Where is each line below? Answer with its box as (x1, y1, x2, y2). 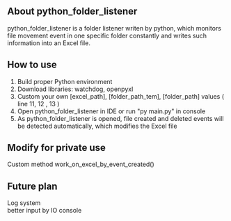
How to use (7, 59, 57, 71)
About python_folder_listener (7, 6, 138, 17)
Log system (7, 199, 41, 207)
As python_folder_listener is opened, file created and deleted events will (17, 114, 224, 122)
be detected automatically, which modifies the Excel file (17, 122, 177, 130)
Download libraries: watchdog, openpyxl (17, 85, 134, 93)
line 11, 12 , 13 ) (17, 99, 60, 108)
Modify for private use (7, 142, 106, 154)
